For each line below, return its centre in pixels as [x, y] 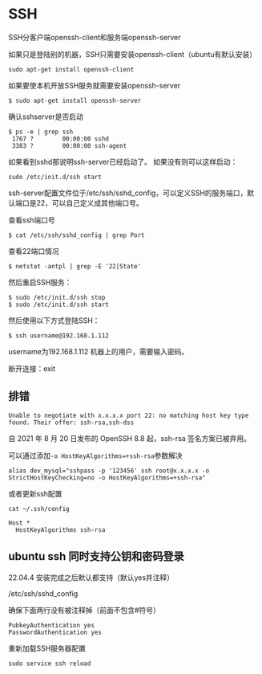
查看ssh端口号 [32, 220]
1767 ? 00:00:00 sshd [60, 139]
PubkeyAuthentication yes [51, 625]
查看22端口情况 [34, 251]
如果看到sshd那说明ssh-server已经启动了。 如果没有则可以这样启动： [123, 161]
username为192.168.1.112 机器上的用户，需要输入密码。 [99, 351]
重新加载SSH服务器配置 [47, 648]
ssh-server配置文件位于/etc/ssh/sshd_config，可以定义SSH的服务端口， [128, 193]
